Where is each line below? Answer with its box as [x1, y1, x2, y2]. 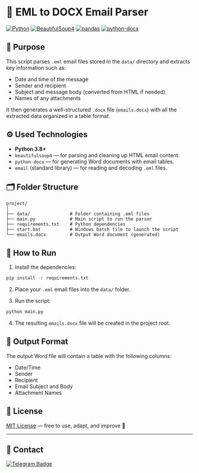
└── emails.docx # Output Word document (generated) [6, 232, 161, 238]
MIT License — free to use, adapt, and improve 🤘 [6, 422, 126, 429]
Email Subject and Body [14, 382, 73, 390]
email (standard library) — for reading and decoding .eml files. [14, 164, 168, 171]
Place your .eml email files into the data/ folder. [14, 286, 131, 293]
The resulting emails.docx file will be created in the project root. [14, 319, 171, 327]
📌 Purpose [6, 42, 46, 52]
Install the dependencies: [14, 264, 77, 271]
